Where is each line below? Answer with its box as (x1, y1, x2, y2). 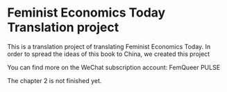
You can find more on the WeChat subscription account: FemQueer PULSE (7, 63, 221, 71)
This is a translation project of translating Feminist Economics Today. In (7, 42, 211, 50)
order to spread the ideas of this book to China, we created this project (7, 50, 210, 58)
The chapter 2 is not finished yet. (7, 76, 102, 84)
